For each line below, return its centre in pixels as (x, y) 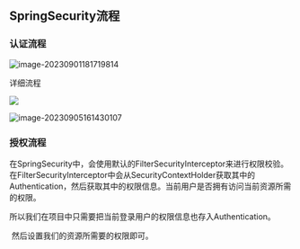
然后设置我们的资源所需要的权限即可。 (82, 236)
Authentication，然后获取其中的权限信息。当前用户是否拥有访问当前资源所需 (150, 186)
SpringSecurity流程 (65, 16)
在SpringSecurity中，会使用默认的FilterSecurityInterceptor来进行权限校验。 (149, 164)
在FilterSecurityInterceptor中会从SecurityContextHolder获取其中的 (132, 174)
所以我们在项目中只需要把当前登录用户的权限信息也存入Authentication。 (142, 216)
